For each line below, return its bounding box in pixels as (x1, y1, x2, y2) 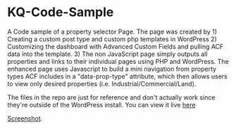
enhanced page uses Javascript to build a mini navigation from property (7, 64, 217, 73)
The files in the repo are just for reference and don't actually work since (7, 93, 216, 102)
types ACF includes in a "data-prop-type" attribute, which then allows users (7, 72, 228, 81)
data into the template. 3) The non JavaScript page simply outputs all (7, 50, 208, 58)
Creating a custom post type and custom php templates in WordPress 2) (7, 34, 217, 43)
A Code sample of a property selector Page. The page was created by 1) (7, 27, 217, 36)
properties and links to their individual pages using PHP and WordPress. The (7, 57, 229, 65)
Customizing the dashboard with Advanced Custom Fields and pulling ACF (7, 42, 224, 50)
